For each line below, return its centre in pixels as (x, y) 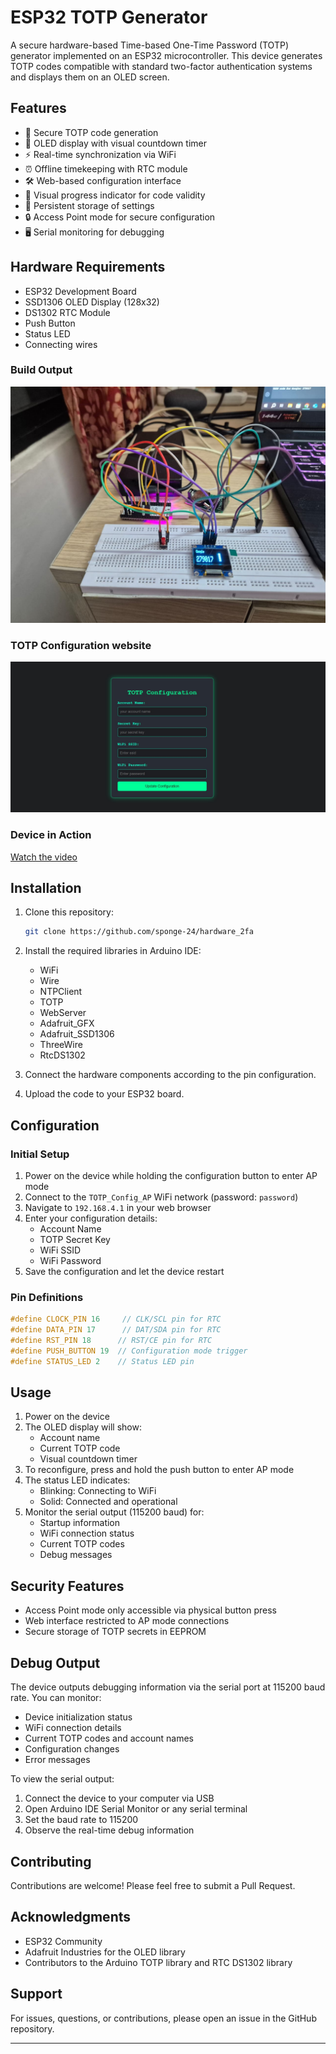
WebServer (63, 1013)
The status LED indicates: (77, 1480)
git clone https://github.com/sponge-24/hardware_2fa (139, 932)
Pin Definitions (47, 1297)
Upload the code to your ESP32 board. (104, 1094)
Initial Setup (40, 1154)
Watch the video (44, 857)
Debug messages (76, 1555)
